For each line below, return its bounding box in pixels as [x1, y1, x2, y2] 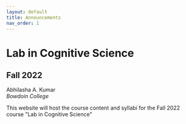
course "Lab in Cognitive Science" [6, 111, 92, 118]
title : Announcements [6, 15, 61, 21]
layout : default [6, 8, 47, 15]
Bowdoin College [6, 93, 49, 100]
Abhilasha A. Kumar [6, 86, 56, 94]
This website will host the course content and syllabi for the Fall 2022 [6, 104, 181, 112]
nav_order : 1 [6, 20, 40, 26]
